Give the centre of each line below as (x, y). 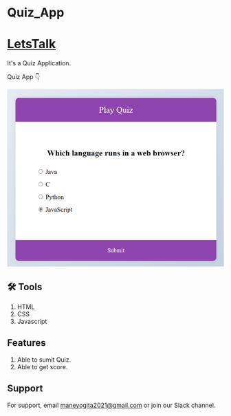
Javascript (32, 321)
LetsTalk (32, 44)
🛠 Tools (25, 287)
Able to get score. (42, 366)
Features (26, 343)
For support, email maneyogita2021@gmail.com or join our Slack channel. (111, 405)
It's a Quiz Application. (39, 63)
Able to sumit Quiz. (44, 360)
